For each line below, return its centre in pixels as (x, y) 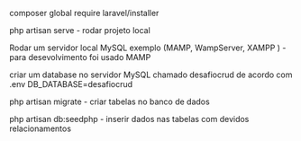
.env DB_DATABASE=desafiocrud (71, 84)
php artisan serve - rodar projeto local (80, 30)
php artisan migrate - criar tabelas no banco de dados (109, 101)
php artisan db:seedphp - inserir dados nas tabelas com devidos (129, 119)
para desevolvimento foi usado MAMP (80, 57)
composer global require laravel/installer (84, 13)
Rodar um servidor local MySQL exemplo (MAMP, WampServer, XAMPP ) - (148, 48)
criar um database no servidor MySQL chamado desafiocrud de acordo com (151, 75)
